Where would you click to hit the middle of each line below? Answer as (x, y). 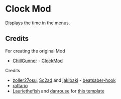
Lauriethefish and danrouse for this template (58, 91)
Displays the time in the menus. (38, 23)
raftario (20, 85)
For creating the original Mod (35, 51)
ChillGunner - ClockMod (37, 61)
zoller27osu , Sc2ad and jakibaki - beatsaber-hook (64, 80)
